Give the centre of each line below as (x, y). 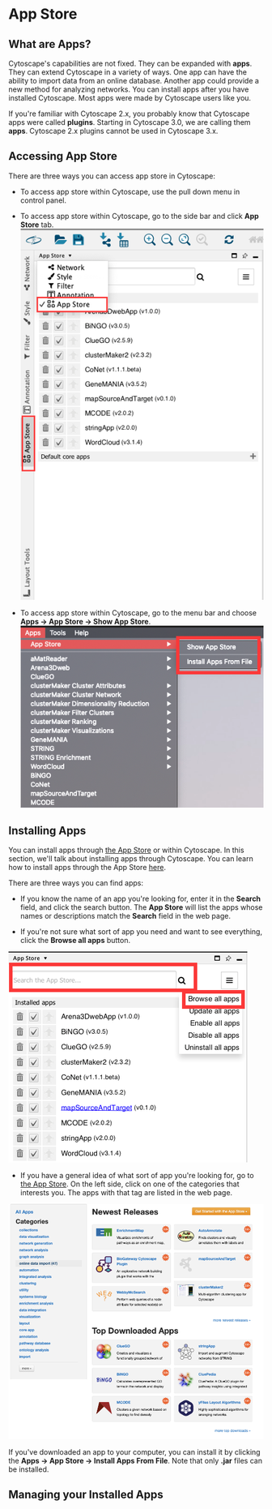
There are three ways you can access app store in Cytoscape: (112, 176)
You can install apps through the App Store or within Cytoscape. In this (126, 850)
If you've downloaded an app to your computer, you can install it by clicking (134, 1451)
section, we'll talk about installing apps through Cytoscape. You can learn (131, 859)
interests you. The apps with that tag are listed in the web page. (126, 1193)
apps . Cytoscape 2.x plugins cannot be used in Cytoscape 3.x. (113, 131)
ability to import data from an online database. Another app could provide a (134, 81)
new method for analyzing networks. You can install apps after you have (129, 89)
